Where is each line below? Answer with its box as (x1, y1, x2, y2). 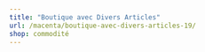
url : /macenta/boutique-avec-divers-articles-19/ (9, 21, 197, 30)
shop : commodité (9, 29, 69, 38)
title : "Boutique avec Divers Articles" (9, 12, 162, 22)
